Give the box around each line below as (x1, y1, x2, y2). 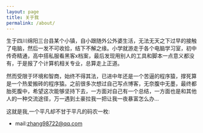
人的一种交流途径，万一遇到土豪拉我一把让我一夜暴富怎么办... (6, 95, 159, 102)
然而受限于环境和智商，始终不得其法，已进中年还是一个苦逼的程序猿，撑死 (6, 73, 192, 80)
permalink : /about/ (6, 20, 56, 26)
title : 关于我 (6, 14, 39, 20)
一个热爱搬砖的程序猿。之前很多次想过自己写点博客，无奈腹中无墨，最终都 (11, 80, 197, 87)
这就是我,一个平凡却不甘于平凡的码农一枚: (6, 108, 111, 115)
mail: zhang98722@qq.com (14, 120, 83, 127)
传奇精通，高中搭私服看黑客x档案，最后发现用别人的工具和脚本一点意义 (6, 52, 184, 60)
